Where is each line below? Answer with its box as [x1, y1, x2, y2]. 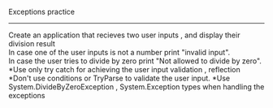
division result [8, 39, 55, 48]
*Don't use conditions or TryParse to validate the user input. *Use [8, 73, 230, 83]
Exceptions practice [8, 7, 76, 16]
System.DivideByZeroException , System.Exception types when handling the [8, 82, 265, 92]
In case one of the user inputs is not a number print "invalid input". [8, 48, 231, 57]
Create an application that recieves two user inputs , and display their [8, 30, 240, 40]
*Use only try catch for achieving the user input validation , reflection [8, 65, 241, 74]
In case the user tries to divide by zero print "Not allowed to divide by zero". [8, 56, 262, 66]
